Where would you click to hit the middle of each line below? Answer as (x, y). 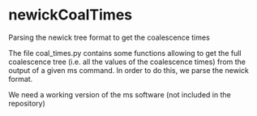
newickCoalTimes (71, 15)
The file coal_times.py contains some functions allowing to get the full (125, 53)
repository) (27, 103)
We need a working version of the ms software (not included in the (120, 94)
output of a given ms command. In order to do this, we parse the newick (128, 70)
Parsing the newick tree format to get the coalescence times (109, 37)
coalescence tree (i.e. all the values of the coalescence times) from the (127, 62)
